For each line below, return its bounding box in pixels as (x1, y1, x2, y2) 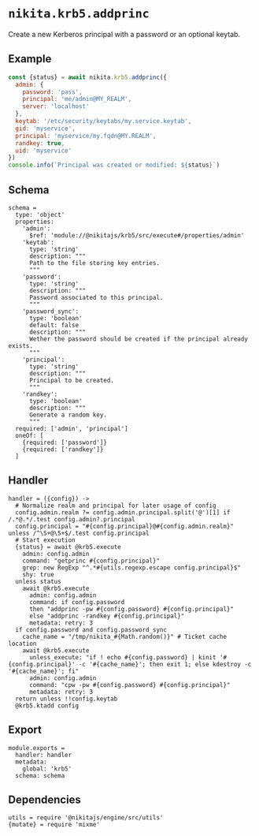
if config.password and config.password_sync (15, 625, 168, 633)
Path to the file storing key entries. (28, 259, 160, 267)
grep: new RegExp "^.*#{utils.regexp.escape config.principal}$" (22, 563, 242, 572)
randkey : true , (15, 139, 65, 147)
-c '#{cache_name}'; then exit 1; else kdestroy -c (78, 660, 252, 668)
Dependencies (8, 793, 81, 806)
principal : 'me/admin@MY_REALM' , (22, 95, 132, 103)
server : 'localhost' (22, 103, 90, 110)
